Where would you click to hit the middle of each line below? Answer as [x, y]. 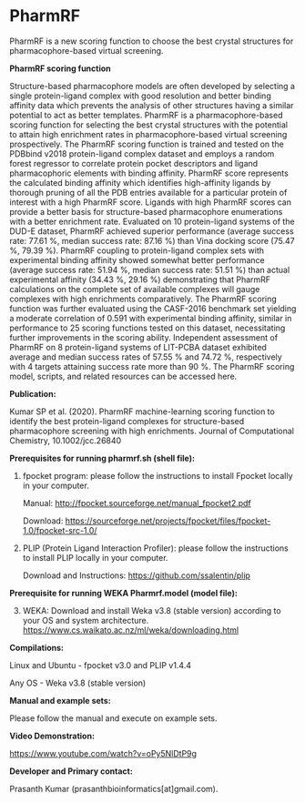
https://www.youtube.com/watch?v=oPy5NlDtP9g [103, 753]
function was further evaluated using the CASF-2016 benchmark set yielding [153, 308]
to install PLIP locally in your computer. [95, 557]
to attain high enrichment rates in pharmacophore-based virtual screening [148, 134]
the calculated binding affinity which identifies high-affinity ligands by [140, 182]
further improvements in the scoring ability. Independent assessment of [144, 337]
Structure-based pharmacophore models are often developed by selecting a [152, 86]
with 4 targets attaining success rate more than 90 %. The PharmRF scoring [152, 366]
